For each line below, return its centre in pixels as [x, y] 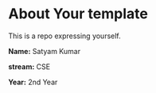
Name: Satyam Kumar [45, 51]
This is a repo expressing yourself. [64, 36]
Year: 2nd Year [33, 82]
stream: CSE [29, 66]
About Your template [78, 14]
